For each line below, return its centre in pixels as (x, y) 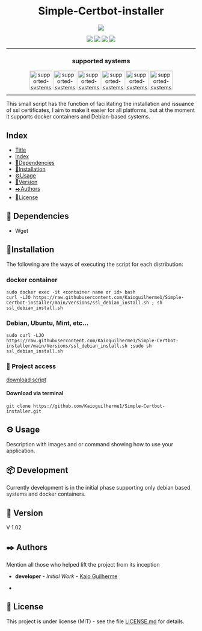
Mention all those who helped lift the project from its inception (83, 565)
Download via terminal (35, 393)
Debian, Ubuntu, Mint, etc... (47, 323)
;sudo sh (141, 346)
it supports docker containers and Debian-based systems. (78, 117)
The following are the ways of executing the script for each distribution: (95, 264)
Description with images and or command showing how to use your (90, 444)
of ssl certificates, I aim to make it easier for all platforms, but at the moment (101, 110)
